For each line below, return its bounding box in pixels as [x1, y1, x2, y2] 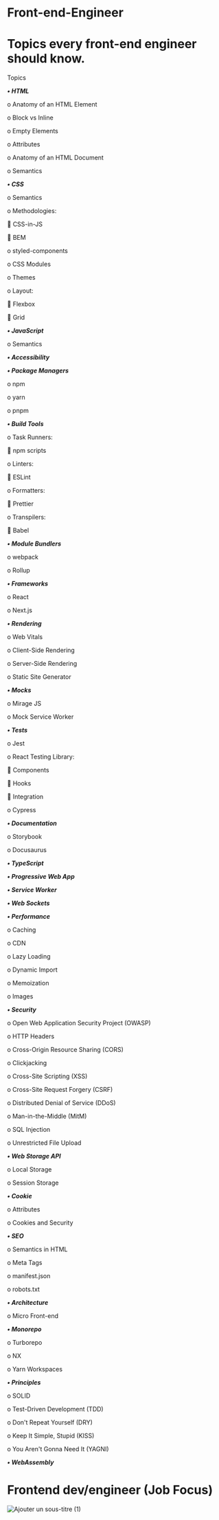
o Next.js [7, 606, 33, 614]
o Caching [7, 926, 36, 934]
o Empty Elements [7, 127, 58, 135]
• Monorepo [7, 1325, 42, 1334]
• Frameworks [7, 579, 49, 588]
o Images [7, 992, 34, 1001]
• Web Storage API [7, 1152, 62, 1161]
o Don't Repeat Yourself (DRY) [7, 1418, 93, 1427]
